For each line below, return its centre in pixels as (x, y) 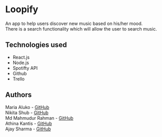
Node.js (21, 63)
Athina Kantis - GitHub (29, 123)
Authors (19, 95)
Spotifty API (25, 68)
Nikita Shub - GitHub (27, 113)
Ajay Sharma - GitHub (28, 129)
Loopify (22, 9)
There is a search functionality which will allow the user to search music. (81, 29)
